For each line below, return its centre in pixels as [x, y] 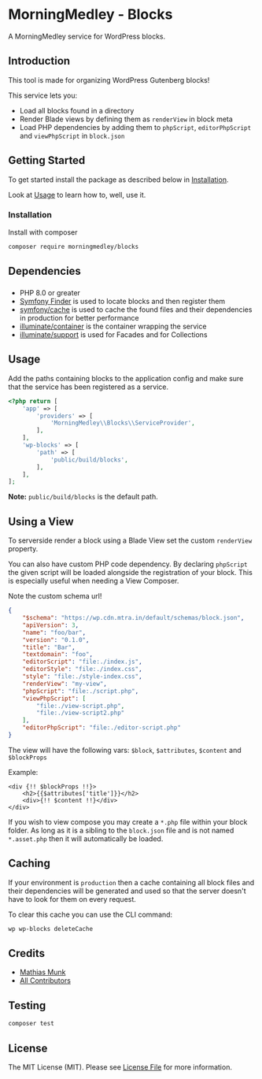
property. [23, 549]
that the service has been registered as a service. [89, 387]
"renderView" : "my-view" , [65, 684]
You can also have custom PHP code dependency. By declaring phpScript [128, 564]
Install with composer [43, 232]
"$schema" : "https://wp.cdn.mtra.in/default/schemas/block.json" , [133, 618]
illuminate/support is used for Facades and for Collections [113, 335]
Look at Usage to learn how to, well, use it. [77, 195]
